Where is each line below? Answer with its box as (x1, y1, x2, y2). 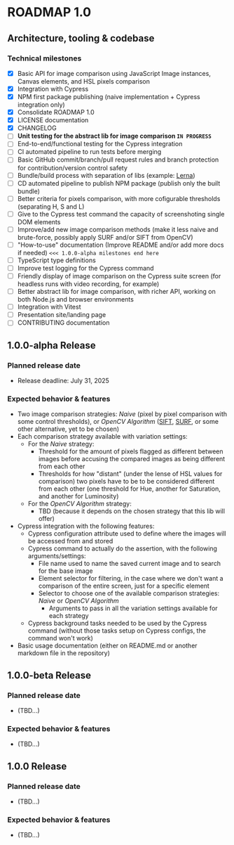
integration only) (17, 101, 65, 109)
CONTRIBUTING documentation (17, 318, 110, 327)
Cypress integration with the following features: (17, 522, 155, 531)
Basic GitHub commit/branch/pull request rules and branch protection (17, 155, 219, 164)
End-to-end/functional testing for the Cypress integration (17, 140, 183, 148)
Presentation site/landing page (17, 311, 106, 319)
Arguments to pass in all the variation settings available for (48, 604, 219, 612)
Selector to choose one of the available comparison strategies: (38, 589, 220, 598)
